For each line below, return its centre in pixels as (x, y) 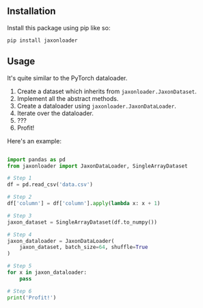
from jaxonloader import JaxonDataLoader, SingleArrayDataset (97, 166)
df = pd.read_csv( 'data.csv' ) (50, 185)
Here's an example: (34, 141)
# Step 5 (19, 266)
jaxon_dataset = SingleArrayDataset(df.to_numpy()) (82, 222)
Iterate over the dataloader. (55, 113)
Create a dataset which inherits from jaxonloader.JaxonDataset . (107, 91)
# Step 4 (19, 235)
